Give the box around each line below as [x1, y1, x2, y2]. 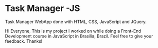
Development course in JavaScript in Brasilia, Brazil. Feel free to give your [5, 33, 153, 39]
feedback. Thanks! [5, 38, 43, 44]
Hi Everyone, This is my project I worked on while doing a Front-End [5, 28, 141, 34]
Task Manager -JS [5, 3, 80, 14]
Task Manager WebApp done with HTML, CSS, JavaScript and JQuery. [5, 19, 147, 24]
